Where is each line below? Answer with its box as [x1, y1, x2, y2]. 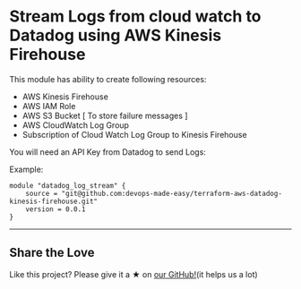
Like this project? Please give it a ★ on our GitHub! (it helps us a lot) [9, 268, 258, 279]
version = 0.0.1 [25, 204, 87, 214]
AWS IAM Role [21, 100, 76, 111]
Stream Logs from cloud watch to [9, 6, 262, 27]
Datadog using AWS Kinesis [9, 25, 222, 46]
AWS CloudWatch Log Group [21, 119, 130, 131]
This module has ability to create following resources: [9, 73, 207, 84]
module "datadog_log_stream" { [9, 181, 126, 190]
